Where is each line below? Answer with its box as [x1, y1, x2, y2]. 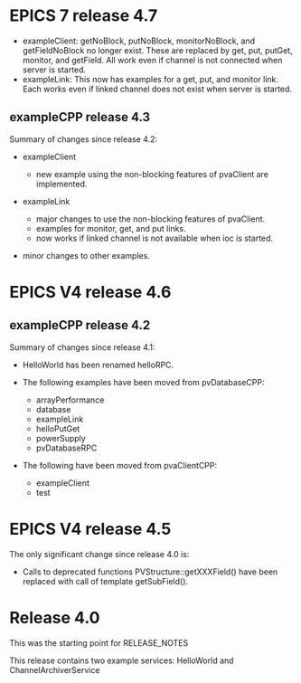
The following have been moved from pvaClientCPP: [22, 460, 218, 470]
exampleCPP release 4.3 [9, 109, 151, 125]
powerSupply [35, 432, 86, 443]
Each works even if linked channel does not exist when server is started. [22, 83, 292, 94]
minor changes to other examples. [22, 250, 151, 261]
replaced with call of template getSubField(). [22, 575, 188, 586]
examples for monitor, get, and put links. [35, 223, 187, 233]
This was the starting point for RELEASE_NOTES [9, 637, 189, 648]
